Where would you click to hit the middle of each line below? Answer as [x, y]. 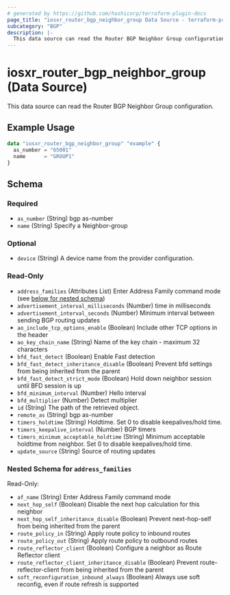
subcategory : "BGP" [35, 26]
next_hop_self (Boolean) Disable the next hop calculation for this [108, 504]
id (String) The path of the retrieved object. [78, 407]
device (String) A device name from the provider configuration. [105, 258]
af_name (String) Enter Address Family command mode [94, 496]
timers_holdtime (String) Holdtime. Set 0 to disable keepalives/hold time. [119, 422]
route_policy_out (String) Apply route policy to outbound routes [107, 540]
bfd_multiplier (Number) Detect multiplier [77, 400]
